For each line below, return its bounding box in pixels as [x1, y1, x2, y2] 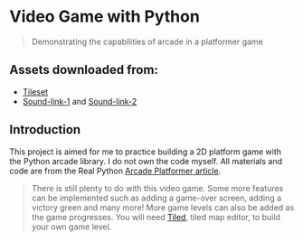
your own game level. [31, 221, 112, 232]
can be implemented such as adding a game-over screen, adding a [31, 192, 282, 203]
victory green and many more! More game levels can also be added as [31, 201, 295, 213]
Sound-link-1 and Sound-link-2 [22, 96, 137, 107]
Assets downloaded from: [9, 62, 158, 78]
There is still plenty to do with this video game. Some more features [31, 182, 284, 193]
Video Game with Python [9, 6, 201, 27]
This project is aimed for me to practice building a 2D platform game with [9, 146, 282, 157]
